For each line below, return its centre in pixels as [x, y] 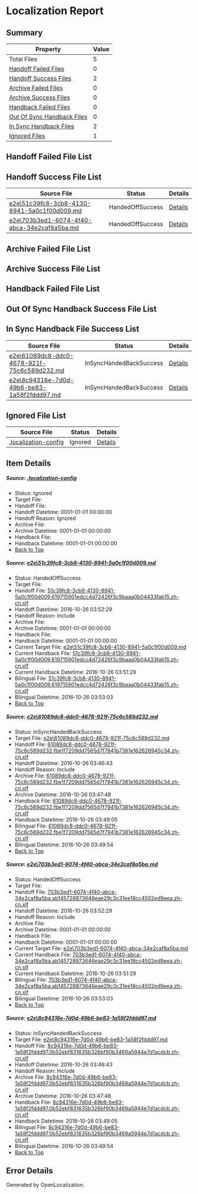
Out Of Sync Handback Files [48, 117]
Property [48, 49]
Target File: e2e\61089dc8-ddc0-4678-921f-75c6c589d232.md [92, 738]
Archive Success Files [40, 97]
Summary [24, 33]
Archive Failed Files [36, 88]
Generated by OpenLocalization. [45, 1185]
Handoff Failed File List [49, 157]
